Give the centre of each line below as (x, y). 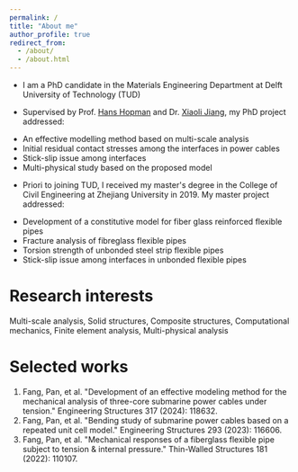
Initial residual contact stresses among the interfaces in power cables (151, 148)
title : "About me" (44, 26)
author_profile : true (50, 34)
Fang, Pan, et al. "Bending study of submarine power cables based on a (155, 420)
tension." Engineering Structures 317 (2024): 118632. (120, 411)
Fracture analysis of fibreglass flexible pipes (104, 240)
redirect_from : (38, 43)
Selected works (69, 367)
